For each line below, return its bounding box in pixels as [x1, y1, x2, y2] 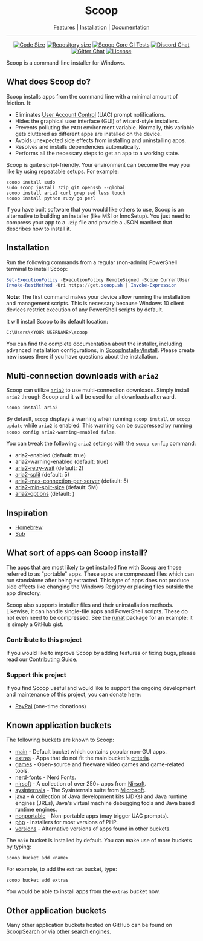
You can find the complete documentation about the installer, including [6, 340, 182, 348]
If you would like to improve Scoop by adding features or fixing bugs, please [6, 650, 196, 657]
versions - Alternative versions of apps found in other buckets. [14, 825, 171, 832]
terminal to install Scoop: [6, 265, 68, 272]
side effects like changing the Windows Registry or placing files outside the [6, 583, 194, 590]
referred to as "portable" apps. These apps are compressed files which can [6, 570, 195, 578]
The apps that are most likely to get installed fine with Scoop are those [6, 564, 182, 571]
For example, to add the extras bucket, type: [6, 865, 118, 873]
